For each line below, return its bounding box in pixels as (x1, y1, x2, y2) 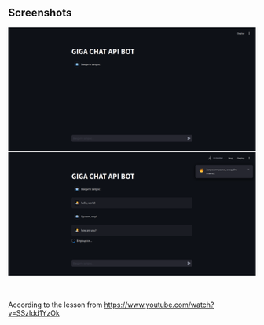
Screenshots (8, 6, 72, 20)
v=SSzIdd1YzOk (8, 308, 60, 317)
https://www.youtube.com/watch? (104, 300, 214, 309)
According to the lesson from (8, 300, 103, 309)
